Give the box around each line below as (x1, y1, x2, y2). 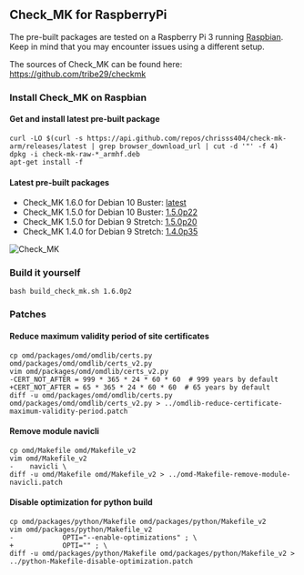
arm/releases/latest (9, 141, 88, 151)
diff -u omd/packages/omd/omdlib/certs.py (9, 390, 173, 399)
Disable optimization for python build (9, 497, 153, 508)
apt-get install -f (9, 157, 84, 166)
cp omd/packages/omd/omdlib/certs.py (9, 350, 153, 360)
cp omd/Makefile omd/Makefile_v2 (9, 446, 137, 455)
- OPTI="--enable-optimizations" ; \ (9, 532, 198, 542)
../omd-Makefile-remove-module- (167, 469, 291, 479)
